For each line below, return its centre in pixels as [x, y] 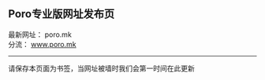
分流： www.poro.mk [42, 44]
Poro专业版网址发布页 [62, 14]
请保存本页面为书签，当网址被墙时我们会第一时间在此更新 [101, 68]
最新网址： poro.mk [40, 35]
